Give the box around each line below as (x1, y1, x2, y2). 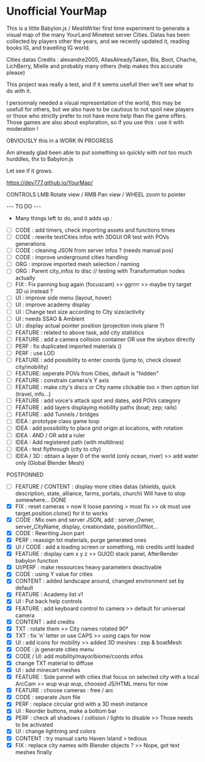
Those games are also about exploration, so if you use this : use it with (6, 118, 184, 126)
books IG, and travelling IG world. (6, 44, 91, 51)
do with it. (6, 87, 32, 94)
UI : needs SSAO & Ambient (15, 315, 85, 322)
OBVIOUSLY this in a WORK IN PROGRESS (6, 136, 113, 144)
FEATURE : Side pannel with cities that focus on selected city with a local (15, 673, 199, 681)
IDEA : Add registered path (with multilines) (15, 438, 124, 446)
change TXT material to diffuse (15, 659, 94, 667)
